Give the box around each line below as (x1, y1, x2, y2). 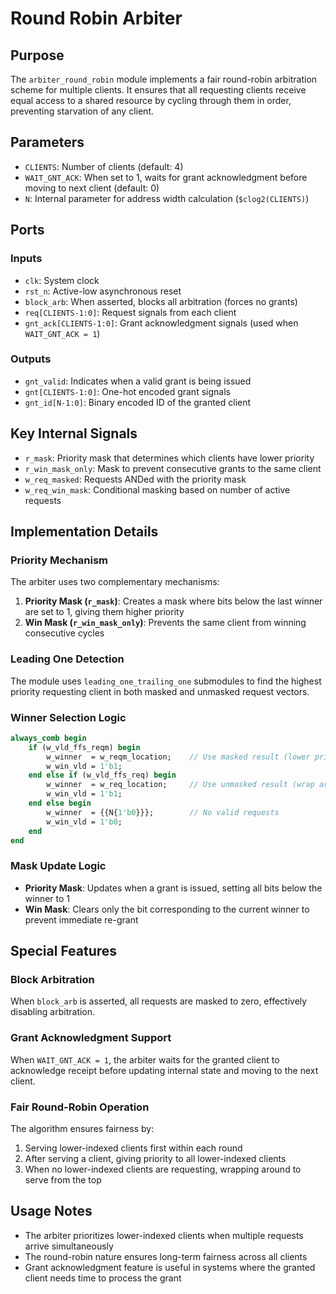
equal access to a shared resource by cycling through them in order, (10, 95, 292, 106)
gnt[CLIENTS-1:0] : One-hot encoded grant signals (24, 385, 231, 397)
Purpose (10, 47, 65, 64)
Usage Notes (10, 1203, 93, 1220)
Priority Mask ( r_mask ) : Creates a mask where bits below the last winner (24, 595, 323, 607)
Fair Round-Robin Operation (10, 1100, 150, 1114)
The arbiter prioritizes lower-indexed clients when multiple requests (24, 1229, 304, 1241)
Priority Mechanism (10, 553, 109, 567)
